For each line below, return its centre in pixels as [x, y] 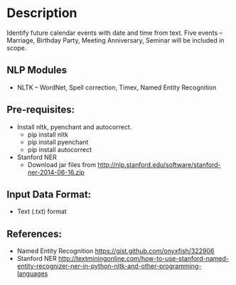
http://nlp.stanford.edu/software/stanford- [159, 164]
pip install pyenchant [58, 142]
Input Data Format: [49, 194]
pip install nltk [48, 134]
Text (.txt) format [42, 212]
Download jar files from [62, 164]
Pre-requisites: [41, 110]
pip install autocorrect [59, 149]
